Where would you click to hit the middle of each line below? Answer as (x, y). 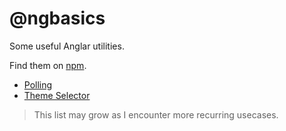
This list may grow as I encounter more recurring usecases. (156, 114)
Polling (38, 84)
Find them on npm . (48, 65)
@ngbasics (57, 18)
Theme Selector (57, 95)
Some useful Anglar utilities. (67, 46)
